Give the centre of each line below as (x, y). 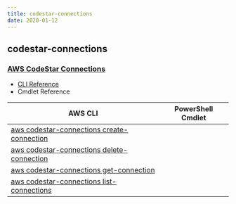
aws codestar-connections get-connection (83, 170)
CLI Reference (38, 84)
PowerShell (194, 109)
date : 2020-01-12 (33, 20)
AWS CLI (83, 113)
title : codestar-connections (50, 14)
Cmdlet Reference (44, 91)
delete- (115, 150)
